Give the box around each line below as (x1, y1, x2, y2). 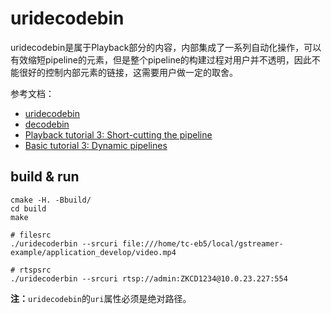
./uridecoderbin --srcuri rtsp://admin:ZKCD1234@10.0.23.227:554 (10, 273, 288, 284)
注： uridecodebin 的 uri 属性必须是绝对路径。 (10, 292, 192, 304)
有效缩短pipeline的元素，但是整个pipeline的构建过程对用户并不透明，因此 (10, 53, 312, 66)
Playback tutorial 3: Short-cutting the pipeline (24, 128, 213, 141)
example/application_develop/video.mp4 (10, 247, 177, 257)
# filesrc (10, 230, 52, 240)
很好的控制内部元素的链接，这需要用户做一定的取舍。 (18, 66, 238, 78)
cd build (10, 203, 47, 214)
